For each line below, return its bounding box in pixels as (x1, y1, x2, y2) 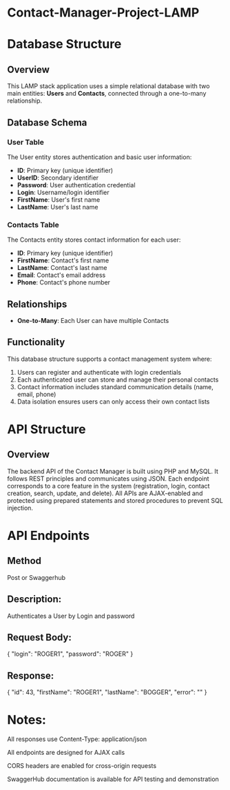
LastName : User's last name (17, 202, 98, 211)
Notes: (7, 712, 47, 728)
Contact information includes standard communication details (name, (17, 382, 213, 391)
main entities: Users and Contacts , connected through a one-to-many (7, 90, 207, 98)
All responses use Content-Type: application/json (7, 735, 147, 743)
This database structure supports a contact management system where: (7, 355, 212, 363)
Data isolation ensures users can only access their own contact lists (17, 397, 210, 406)
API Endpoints (7, 528, 90, 543)
